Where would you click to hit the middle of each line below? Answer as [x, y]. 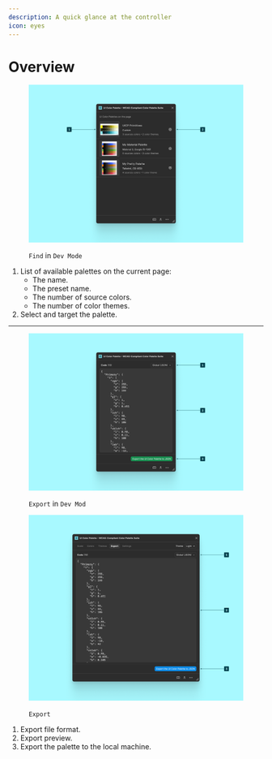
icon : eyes [27, 26]
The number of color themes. [81, 305]
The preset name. [62, 288]
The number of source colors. [82, 297]
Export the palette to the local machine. [86, 746]
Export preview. [46, 738]
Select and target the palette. [68, 314]
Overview [42, 67]
